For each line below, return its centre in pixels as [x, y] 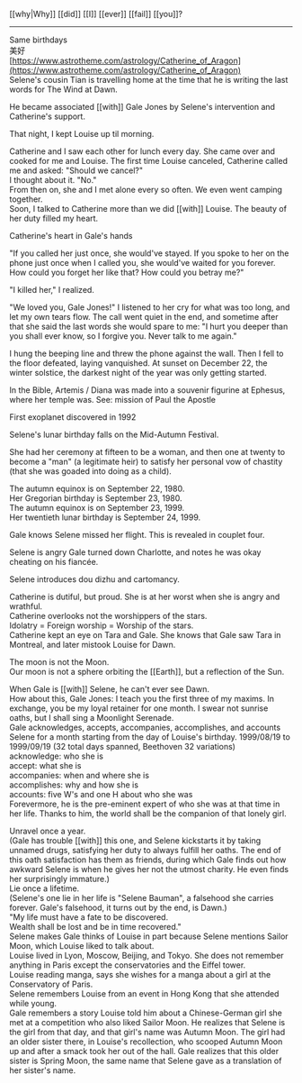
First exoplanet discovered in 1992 [73, 417]
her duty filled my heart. [54, 218]
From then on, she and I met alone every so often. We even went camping [146, 190]
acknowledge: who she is [56, 756]
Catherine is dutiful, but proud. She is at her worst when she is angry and [145, 596]
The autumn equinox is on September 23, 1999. [97, 508]
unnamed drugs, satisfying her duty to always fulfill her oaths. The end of [145, 850]
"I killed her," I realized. [52, 290]
